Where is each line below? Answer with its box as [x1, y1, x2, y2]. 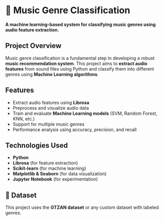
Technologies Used [5, 141, 68, 149]
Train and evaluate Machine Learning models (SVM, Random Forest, [12, 110, 158, 116]
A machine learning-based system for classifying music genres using [5, 21, 156, 27]
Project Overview [5, 42, 62, 50]
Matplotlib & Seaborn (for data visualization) [12, 171, 107, 177]
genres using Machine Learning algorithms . [5, 71, 99, 77]
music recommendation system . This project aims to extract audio [5, 60, 148, 67]
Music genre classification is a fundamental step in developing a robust [5, 55, 155, 61]
